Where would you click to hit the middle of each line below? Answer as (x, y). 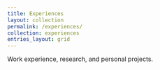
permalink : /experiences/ (45, 26)
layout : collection (36, 20)
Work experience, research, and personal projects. (80, 59)
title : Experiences (36, 14)
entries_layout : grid (39, 40)
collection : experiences (43, 33)
